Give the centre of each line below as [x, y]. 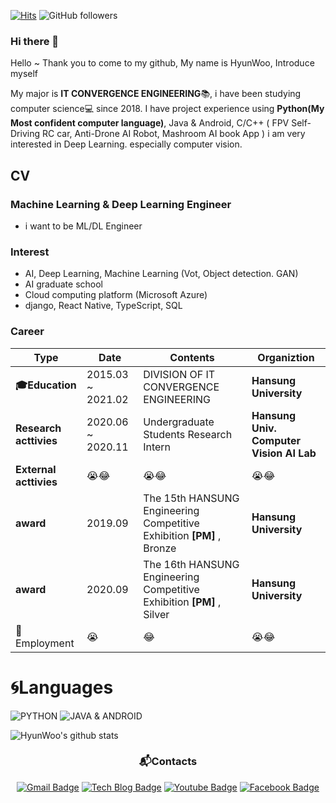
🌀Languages [62, 687]
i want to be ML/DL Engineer [83, 226]
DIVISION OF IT [179, 374]
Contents [192, 357]
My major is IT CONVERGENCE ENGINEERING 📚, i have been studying [156, 94]
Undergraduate [179, 422]
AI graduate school [63, 284]
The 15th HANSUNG [191, 498]
